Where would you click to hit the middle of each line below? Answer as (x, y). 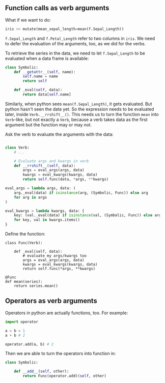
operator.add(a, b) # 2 (29, 344)
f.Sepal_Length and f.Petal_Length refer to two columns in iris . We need (80, 38)
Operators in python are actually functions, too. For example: (67, 313)
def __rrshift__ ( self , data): (45, 166)
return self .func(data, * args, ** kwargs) (66, 179)
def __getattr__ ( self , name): (45, 72)
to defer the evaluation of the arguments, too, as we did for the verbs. (75, 43)
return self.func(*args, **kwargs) (59, 269)
